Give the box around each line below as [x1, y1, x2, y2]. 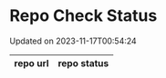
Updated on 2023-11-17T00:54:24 [9, 35, 137, 46]
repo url [14, 56, 49, 69]
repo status [57, 56, 109, 69]
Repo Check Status [9, 5, 158, 26]
